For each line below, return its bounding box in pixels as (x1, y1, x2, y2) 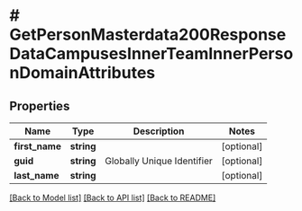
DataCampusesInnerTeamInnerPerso (9, 44, 294, 64)
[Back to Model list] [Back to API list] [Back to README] (9, 192, 216, 203)
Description (133, 125, 185, 137)
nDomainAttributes (9, 63, 156, 84)
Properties (9, 98, 70, 113)
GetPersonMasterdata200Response (9, 24, 287, 45)
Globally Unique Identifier (105, 154, 214, 167)
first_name (14, 140, 61, 153)
